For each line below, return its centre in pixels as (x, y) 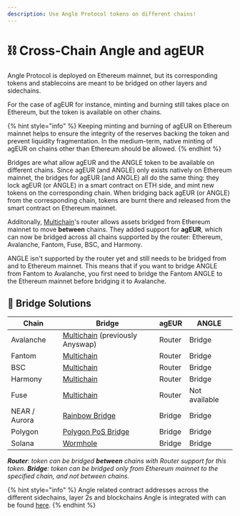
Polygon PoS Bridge (96, 432)
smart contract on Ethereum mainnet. (62, 208)
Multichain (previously (100, 335)
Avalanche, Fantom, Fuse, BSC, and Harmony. (75, 244)
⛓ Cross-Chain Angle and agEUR (106, 50)
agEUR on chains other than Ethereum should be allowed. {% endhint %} (115, 148)
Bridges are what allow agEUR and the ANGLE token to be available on (111, 162)
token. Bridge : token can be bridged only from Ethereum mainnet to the (113, 469)
